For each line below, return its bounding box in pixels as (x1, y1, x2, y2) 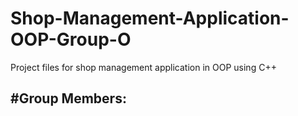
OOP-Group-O (10, 28, 132, 51)
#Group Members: (10, 90, 127, 107)
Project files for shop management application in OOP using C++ (10, 61, 277, 73)
